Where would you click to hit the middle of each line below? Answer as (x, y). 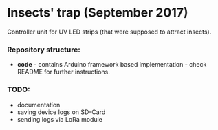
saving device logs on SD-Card (61, 112)
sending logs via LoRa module (60, 119)
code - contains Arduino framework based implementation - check (112, 65)
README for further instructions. (63, 72)
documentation (39, 105)
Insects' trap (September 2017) (98, 13)
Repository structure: (44, 50)
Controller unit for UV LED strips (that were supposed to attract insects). (109, 32)
